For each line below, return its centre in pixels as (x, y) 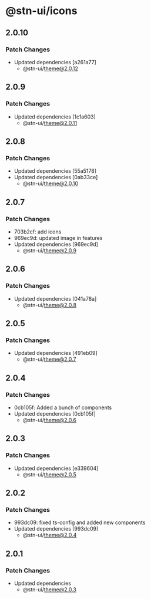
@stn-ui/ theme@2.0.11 (50, 123)
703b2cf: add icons (38, 232)
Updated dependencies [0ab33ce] (56, 177)
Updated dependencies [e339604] (56, 468)
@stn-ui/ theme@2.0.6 (50, 420)
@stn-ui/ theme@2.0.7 (49, 359)
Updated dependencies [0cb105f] (55, 414)
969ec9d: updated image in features (58, 238)
